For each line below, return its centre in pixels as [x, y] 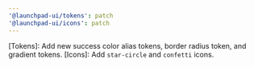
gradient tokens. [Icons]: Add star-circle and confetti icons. [111, 54]
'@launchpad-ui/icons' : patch [59, 23]
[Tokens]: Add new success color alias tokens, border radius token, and [127, 45]
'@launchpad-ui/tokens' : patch [61, 16]
